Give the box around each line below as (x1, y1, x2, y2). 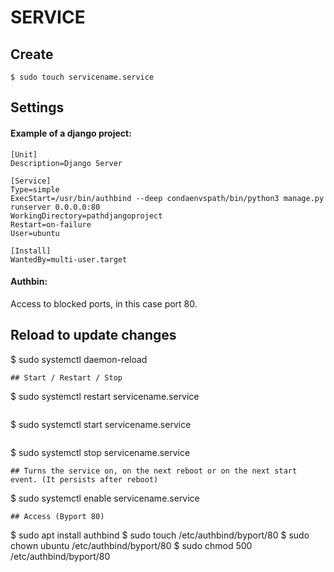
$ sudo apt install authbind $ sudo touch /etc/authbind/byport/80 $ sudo (10, 529, 310, 541)
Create (10, 46, 54, 63)
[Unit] (10, 149, 38, 160)
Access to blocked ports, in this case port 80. (10, 297, 198, 310)
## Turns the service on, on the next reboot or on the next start (10, 466, 298, 476)
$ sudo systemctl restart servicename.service (10, 390, 200, 402)
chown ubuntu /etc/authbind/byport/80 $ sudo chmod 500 (10, 539, 253, 551)
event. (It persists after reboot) (10, 474, 159, 485)
